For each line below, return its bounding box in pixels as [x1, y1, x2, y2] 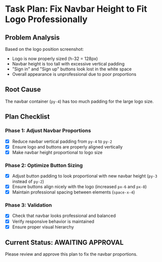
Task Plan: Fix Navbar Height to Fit [5, 3, 147, 15]
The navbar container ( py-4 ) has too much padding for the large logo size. [5, 98, 154, 104]
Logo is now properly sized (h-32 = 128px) [12, 56, 98, 62]
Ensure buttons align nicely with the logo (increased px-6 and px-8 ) [12, 184, 147, 190]
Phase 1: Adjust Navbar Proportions [5, 127, 91, 134]
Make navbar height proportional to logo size [12, 149, 102, 155]
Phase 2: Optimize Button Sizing [5, 162, 83, 169]
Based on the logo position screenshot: [5, 46, 84, 52]
